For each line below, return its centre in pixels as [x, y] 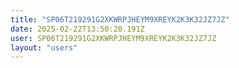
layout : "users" [44, 47]
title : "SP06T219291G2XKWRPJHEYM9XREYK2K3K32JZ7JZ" [120, 19]
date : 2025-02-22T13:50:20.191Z [77, 29]
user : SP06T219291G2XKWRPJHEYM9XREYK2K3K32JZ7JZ [113, 38]
